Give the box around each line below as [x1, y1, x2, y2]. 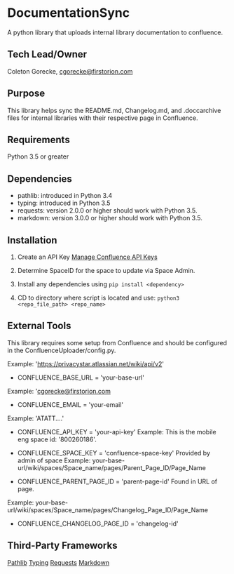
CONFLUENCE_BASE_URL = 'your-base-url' [17, 373, 145, 382]
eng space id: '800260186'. [17, 435, 97, 443]
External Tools [7, 320, 71, 332]
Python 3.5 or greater [7, 152, 69, 161]
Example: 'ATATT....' [7, 414, 64, 422]
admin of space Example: [17, 456, 91, 465]
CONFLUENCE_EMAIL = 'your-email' [17, 400, 124, 408]
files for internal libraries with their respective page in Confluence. [7, 114, 198, 122]
